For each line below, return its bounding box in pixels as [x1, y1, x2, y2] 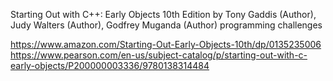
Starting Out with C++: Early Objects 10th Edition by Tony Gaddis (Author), [10, 9, 317, 20]
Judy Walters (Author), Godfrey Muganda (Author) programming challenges [10, 19, 323, 31]
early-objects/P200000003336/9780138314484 [10, 60, 210, 71]
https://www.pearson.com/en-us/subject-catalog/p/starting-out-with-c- [10, 49, 308, 61]
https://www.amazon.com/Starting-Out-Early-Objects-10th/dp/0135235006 [10, 39, 322, 50]
